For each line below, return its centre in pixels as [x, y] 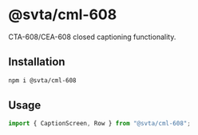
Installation [37, 62]
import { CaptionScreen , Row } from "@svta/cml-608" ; [100, 124]
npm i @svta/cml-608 [43, 80]
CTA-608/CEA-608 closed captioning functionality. [92, 37]
